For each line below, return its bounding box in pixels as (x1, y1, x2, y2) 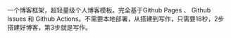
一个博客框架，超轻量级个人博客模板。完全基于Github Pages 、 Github (7, 6, 211, 14)
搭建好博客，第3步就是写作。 (7, 23, 92, 31)
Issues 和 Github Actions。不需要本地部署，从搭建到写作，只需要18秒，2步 (7, 15, 225, 23)
